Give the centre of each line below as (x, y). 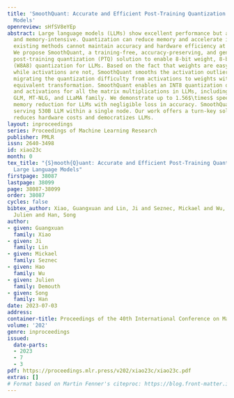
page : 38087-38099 (34, 189)
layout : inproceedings (40, 124)
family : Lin (31, 248)
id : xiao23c (24, 150)
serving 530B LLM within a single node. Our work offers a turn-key (115, 111)
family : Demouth (37, 286)
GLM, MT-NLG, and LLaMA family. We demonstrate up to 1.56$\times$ (114, 98)
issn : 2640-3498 (31, 144)
